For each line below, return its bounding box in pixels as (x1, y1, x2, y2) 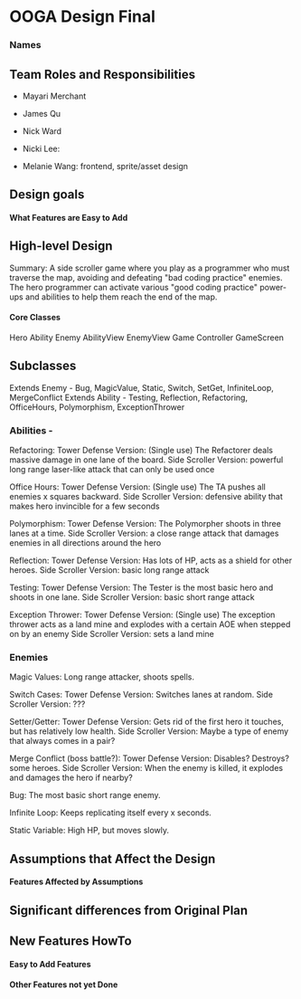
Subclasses (9, 358, 77, 374)
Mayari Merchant (22, 90, 87, 101)
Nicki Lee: (22, 143, 61, 154)
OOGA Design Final (9, 6, 156, 27)
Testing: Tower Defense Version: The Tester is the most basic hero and (9, 582, 274, 594)
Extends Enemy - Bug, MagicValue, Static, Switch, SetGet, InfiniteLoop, (9, 382, 274, 393)
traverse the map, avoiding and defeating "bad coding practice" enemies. (9, 271, 283, 282)
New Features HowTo (9, 934, 133, 949)
